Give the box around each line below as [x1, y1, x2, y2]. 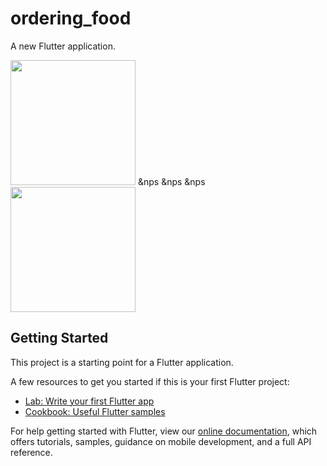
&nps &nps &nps [137, 175, 206, 187]
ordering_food [10, 7, 132, 30]
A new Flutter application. [10, 40, 116, 52]
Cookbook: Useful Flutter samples [24, 405, 166, 417]
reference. [10, 446, 53, 458]
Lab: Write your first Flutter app [24, 395, 155, 407]
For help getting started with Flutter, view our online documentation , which [10, 425, 318, 437]
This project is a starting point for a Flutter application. [10, 356, 234, 368]
